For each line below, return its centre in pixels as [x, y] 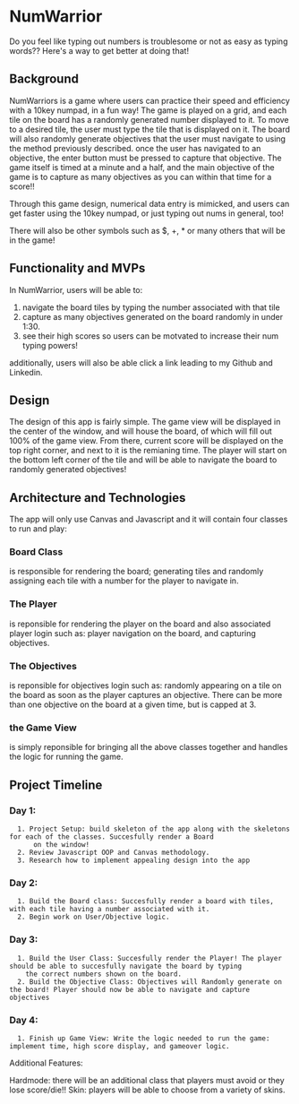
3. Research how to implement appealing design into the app [134, 861]
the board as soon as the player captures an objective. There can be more [146, 695]
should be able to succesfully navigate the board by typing [126, 966]
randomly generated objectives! [68, 470]
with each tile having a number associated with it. [110, 910]
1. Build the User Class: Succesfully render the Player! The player [149, 958]
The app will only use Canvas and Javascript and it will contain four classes [149, 519]
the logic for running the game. [66, 757]
